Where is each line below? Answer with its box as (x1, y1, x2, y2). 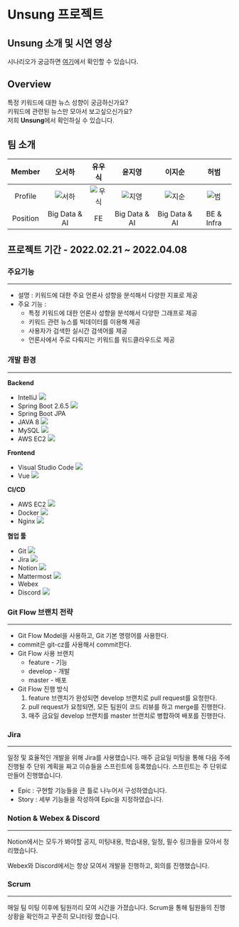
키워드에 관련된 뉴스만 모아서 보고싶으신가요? (7, 107, 133, 115)
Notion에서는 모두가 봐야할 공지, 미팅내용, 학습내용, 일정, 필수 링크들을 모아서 (7, 837, 222, 846)
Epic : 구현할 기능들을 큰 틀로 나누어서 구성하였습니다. (17, 786, 167, 795)
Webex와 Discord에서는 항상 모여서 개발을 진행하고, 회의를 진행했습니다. (7, 861, 210, 869)
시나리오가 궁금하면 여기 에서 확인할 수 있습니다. (7, 58, 139, 66)
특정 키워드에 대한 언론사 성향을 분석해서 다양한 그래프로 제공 (28, 309, 198, 318)
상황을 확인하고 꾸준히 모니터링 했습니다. (7, 912, 119, 921)
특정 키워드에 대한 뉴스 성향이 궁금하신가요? (7, 98, 129, 107)
